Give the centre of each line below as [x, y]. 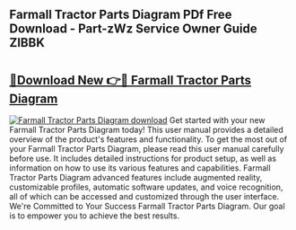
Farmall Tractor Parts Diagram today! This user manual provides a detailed [147, 130]
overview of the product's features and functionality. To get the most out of [148, 139]
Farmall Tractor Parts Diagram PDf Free [121, 15]
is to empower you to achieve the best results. [95, 216]
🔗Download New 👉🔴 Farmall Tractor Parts [130, 80]
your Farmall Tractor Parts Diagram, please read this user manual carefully [147, 149]
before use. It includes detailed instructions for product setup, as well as [143, 158]
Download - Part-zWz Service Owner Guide [133, 29]
